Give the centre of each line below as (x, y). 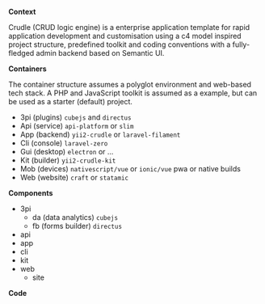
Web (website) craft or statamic (74, 177)
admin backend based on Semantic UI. (100, 53)
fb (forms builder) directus (77, 226)
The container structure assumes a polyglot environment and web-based (130, 84)
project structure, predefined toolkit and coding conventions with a (120, 44)
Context (22, 12)
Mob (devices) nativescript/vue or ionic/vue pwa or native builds (130, 169)
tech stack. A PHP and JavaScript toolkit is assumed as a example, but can (133, 93)
